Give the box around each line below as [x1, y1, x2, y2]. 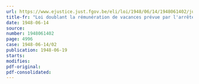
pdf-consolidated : [6, 69, 52, 75]
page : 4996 [6, 36, 33, 42]
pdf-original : [6, 63, 41, 70]
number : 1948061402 [6, 31, 54, 37]
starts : [6, 53, 25, 59]
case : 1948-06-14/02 [6, 42, 57, 48]
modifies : [6, 58, 31, 64]
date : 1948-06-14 [6, 20, 49, 25]
